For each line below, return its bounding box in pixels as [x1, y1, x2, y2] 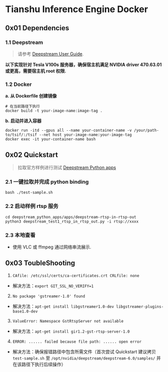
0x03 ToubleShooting [5, 259, 76, 268]
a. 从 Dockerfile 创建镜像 [5, 93, 57, 99]
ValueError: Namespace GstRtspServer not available [12, 318, 124, 324]
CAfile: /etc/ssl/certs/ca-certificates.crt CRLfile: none [12, 273, 140, 278]
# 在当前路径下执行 [5, 104, 40, 109]
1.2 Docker [5, 81, 32, 88]
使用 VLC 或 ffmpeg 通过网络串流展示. [12, 244, 92, 250]
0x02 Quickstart [5, 150, 58, 159]
